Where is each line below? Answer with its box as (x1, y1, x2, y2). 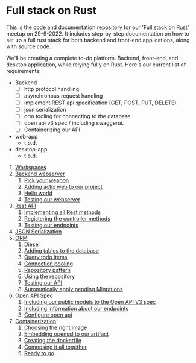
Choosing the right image (24, 324, 87, 332)
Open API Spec (14, 292, 53, 299)
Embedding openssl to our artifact (24, 330, 109, 338)
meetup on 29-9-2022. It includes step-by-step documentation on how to (6, 30, 190, 37)
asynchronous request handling (24, 92, 103, 99)
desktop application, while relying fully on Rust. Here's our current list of (6, 61, 186, 68)
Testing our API (24, 279, 63, 286)
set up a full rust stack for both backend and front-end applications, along (6, 36, 190, 43)
